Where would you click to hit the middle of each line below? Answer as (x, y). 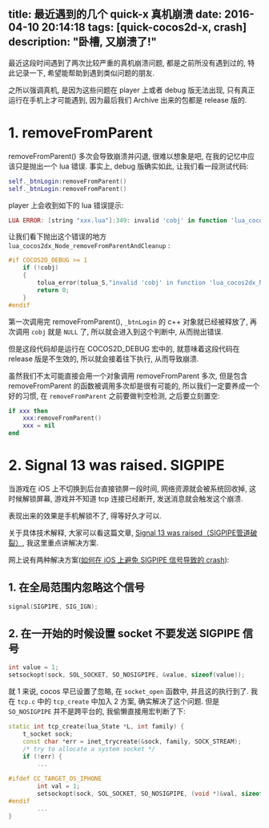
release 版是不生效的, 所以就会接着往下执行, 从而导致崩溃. (104, 359)
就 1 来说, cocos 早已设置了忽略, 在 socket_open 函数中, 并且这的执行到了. (129, 692)
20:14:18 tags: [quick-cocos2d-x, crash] (144, 28)
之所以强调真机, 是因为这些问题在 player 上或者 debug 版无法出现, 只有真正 (132, 90)
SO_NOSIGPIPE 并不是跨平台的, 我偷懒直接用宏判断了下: (97, 712)
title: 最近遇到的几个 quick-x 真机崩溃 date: (115, 14)
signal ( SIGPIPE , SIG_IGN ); (53, 607)
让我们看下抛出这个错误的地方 (57, 237)
